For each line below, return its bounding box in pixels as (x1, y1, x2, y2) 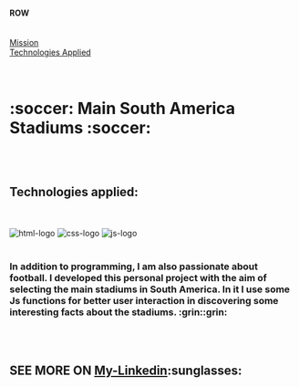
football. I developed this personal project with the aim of (9, 271, 267, 284)
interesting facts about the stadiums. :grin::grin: (9, 306, 228, 319)
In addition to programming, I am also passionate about (9, 260, 258, 273)
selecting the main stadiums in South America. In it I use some (9, 283, 290, 296)
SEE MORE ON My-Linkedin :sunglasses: (9, 362, 242, 378)
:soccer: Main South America (9, 99, 235, 119)
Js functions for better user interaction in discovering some (9, 294, 279, 307)
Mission (9, 37, 39, 48)
